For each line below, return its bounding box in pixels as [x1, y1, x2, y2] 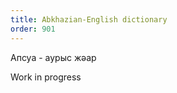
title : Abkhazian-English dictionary [10, 14, 168, 25]
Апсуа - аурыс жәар [10, 51, 97, 63]
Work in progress [10, 71, 82, 83]
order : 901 [10, 24, 56, 34]
